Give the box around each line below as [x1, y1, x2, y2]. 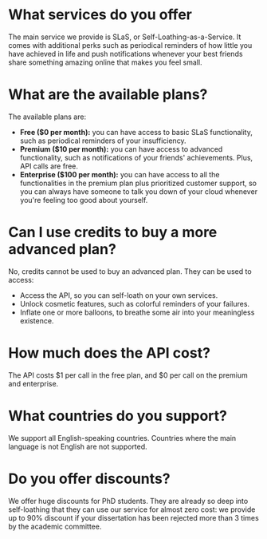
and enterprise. [8, 378, 59, 388]
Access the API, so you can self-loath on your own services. [19, 290, 218, 300]
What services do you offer [8, 6, 193, 24]
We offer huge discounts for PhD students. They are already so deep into [8, 496, 249, 505]
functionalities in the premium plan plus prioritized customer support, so [19, 178, 257, 188]
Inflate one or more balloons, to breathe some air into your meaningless [19, 307, 255, 317]
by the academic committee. [8, 521, 102, 531]
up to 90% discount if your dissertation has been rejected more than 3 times [8, 513, 259, 522]
